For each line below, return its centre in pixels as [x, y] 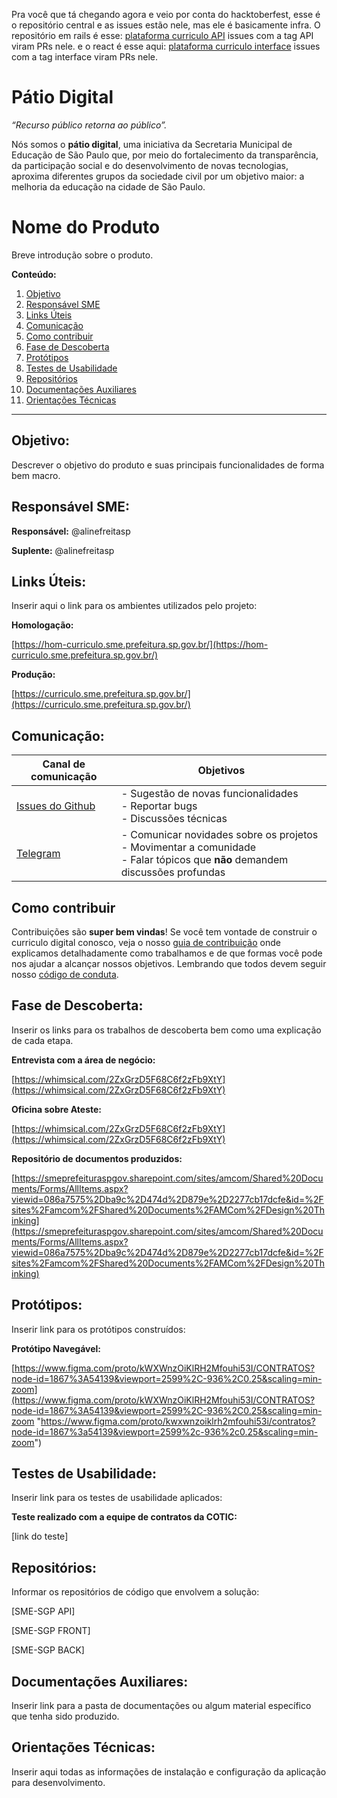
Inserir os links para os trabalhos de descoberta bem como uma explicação [166, 1030]
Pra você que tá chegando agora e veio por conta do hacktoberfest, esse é [166, 14]
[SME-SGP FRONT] [51, 1631]
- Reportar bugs [159, 806]
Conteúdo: [34, 274]
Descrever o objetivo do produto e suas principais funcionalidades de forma [168, 465]
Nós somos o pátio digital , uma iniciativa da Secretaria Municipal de [152, 144]
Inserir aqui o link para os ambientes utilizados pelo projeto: [134, 606]
